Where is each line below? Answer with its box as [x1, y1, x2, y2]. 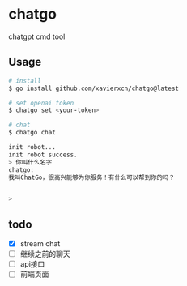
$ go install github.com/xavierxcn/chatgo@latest [8, 84, 180, 92]
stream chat [19, 239, 61, 249]
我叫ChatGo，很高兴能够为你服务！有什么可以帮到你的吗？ [8, 173, 176, 181]
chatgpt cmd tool [8, 32, 66, 41]
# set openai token [8, 99, 74, 107]
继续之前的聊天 [19, 249, 70, 259]
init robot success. [8, 151, 79, 159]
